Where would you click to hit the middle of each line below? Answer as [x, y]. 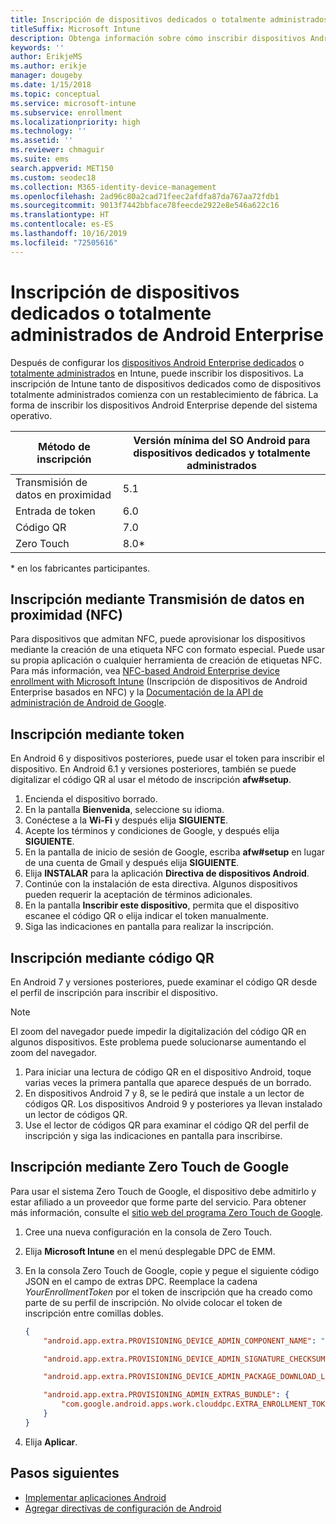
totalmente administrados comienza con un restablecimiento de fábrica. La [164, 394]
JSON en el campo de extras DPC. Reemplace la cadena [141, 1281]
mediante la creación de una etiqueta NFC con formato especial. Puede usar [167, 650]
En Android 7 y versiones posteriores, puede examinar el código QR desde [164, 982]
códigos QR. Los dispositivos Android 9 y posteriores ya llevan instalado [173, 1104]
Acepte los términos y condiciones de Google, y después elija [152, 831]
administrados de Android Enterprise [167, 334]
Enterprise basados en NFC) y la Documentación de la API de [137, 692]
